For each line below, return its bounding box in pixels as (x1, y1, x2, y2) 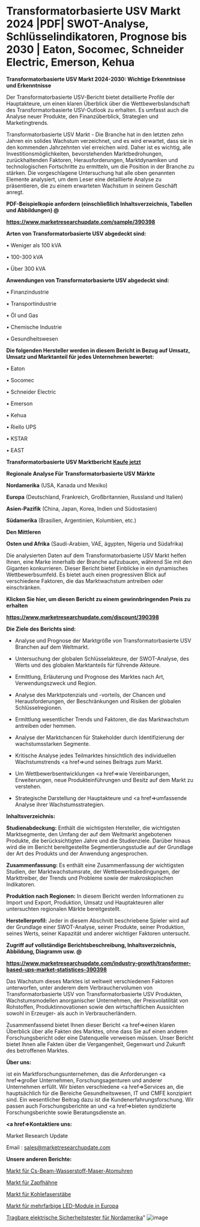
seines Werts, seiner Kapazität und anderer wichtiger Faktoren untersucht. (6, 930, 190, 937)
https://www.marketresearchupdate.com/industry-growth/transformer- (6, 959, 191, 967)
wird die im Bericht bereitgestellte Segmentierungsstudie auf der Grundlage (6, 843, 193, 851)
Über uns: (6, 1058, 32, 1065)
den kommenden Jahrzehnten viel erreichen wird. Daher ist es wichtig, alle (6, 144, 191, 151)
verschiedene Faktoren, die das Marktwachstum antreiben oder (6, 577, 164, 584)
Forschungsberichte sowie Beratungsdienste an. (6, 1108, 126, 1116)
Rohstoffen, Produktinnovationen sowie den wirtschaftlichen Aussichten (6, 1003, 184, 1011)
